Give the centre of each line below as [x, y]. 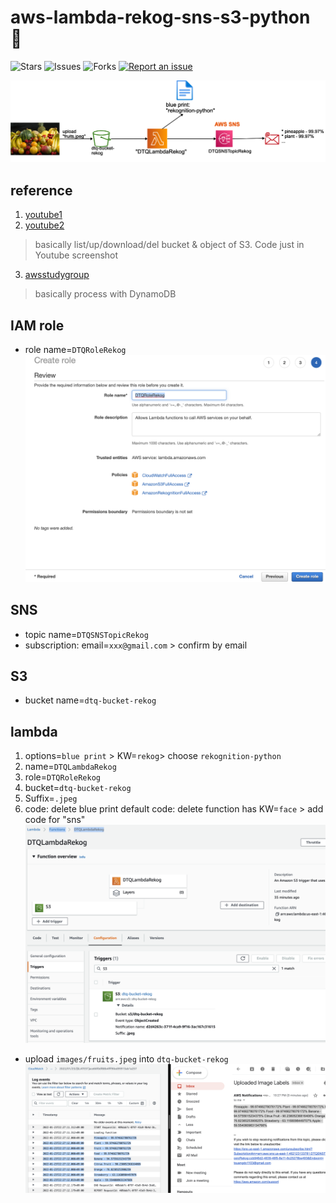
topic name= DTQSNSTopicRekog [86, 634]
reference [41, 190]
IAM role [37, 325]
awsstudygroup [57, 275]
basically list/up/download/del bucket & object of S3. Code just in [169, 245]
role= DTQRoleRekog [62, 777]
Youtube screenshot [76, 255]
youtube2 [44, 225]
